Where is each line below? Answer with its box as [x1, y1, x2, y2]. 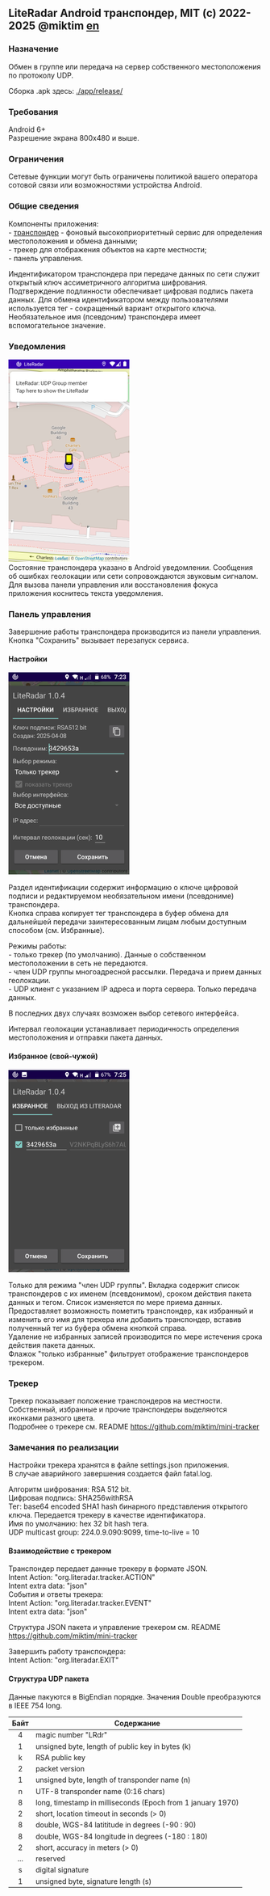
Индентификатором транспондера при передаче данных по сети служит [8, 268, 260, 278]
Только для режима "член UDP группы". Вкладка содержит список [8, 1280, 240, 1290]
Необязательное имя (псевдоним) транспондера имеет [8, 311, 201, 322]
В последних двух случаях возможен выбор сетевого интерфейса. [8, 1008, 239, 1018]
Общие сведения [8, 201, 79, 212]
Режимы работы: [8, 941, 67, 951]
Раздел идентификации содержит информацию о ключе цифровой [8, 883, 239, 893]
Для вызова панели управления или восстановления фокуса [8, 580, 218, 589]
